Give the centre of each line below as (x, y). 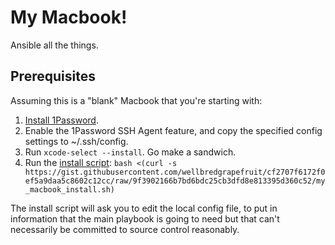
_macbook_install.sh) (69, 189)
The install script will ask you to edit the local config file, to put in (144, 208)
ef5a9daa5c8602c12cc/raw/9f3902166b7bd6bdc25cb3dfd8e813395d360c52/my (175, 181)
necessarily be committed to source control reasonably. (125, 229)
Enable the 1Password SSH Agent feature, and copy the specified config (173, 130)
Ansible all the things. (54, 45)
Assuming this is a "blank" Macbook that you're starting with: (136, 100)
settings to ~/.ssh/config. (76, 141)
